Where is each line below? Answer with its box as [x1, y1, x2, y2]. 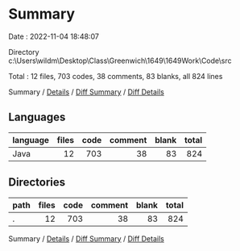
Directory [8, 47, 39, 56]
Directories [8, 175, 66, 190]
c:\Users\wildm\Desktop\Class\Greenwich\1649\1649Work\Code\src [8, 56, 232, 65]
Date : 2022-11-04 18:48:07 [8, 31, 99, 41]
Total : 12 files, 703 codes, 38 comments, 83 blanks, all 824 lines [8, 71, 223, 81]
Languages [8, 111, 66, 124]
